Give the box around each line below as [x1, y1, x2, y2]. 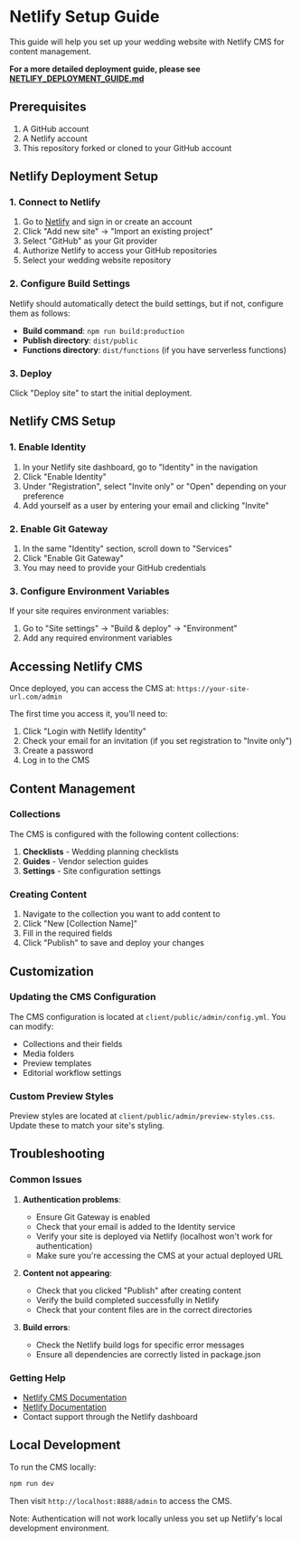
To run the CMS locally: [9, 1461, 97, 1472]
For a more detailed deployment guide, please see [9, 63, 201, 74]
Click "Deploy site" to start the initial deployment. [9, 387, 193, 399]
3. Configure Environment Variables [9, 585, 170, 597]
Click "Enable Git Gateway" [22, 553, 125, 564]
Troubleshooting [9, 1147, 106, 1162]
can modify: [9, 1021, 54, 1032]
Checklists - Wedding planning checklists [22, 846, 179, 857]
